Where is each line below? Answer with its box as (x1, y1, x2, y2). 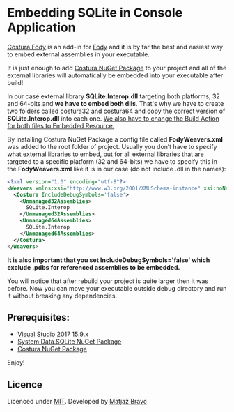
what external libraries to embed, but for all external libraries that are (7, 150, 204, 158)
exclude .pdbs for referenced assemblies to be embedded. (7, 263, 180, 271)
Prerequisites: (7, 312, 70, 323)
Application (7, 20, 76, 36)
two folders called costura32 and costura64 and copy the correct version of (7, 107, 226, 115)
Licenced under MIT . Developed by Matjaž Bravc (7, 397, 148, 406)
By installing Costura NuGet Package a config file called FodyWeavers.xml (7, 135, 223, 144)
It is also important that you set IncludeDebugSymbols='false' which (7, 256, 210, 264)
